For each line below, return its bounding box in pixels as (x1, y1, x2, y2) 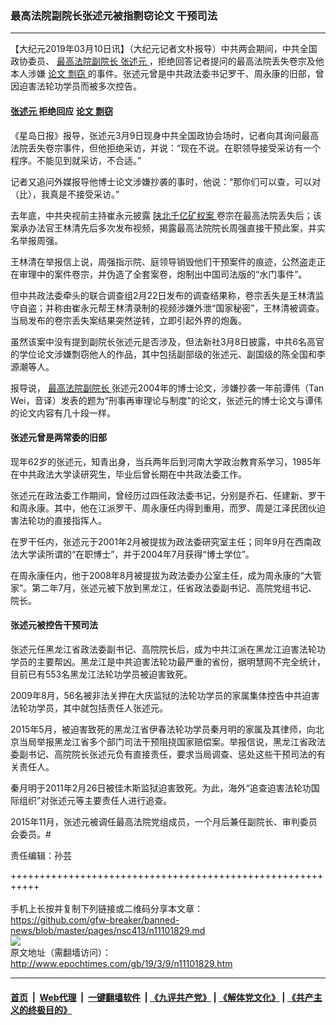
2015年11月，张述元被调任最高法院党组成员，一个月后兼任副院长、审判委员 (10, 815, 318, 827)
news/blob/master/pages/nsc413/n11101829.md (10, 924, 206, 936)
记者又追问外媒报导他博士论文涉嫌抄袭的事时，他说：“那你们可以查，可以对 (10, 175, 322, 187)
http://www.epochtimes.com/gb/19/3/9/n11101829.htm (10, 957, 233, 969)
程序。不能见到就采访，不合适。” (10, 154, 142, 166)
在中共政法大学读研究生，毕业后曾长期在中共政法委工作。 (10, 468, 247, 480)
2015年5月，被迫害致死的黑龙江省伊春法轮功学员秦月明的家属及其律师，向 (10, 723, 316, 735)
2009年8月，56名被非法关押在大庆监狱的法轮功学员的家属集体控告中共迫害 (10, 689, 320, 701)
